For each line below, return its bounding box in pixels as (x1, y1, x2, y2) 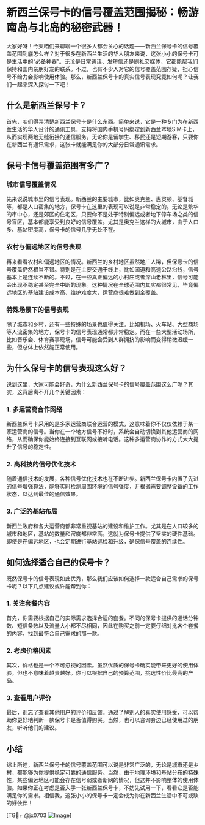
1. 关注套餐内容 (6, 599, 51, 607)
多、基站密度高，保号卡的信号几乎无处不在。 (6, 226, 119, 234)
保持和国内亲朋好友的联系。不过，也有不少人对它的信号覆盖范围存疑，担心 (6, 65, 193, 72)
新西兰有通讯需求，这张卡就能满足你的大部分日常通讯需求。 (11, 140, 162, 148)
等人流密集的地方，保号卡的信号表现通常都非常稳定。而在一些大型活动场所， (6, 329, 199, 336)
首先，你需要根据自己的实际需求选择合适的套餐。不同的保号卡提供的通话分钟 (6, 614, 199, 622)
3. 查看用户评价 (6, 694, 52, 702)
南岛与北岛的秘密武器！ (6, 21, 124, 35)
